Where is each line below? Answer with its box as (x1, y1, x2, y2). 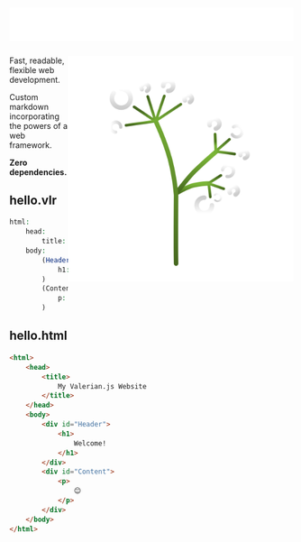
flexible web (9, 64, 55, 75)
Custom (9, 91, 39, 102)
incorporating (9, 111, 60, 122)
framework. (9, 139, 52, 151)
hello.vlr (9, 192, 57, 207)
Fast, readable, (9, 55, 65, 66)
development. (9, 74, 60, 85)
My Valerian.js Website (57, 381, 147, 390)
